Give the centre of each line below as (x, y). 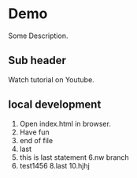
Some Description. (38, 36)
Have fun (34, 132)
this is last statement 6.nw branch (74, 157)
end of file (36, 140)
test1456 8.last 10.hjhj (55, 165)
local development (55, 105)
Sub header (37, 61)
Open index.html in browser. (65, 123)
